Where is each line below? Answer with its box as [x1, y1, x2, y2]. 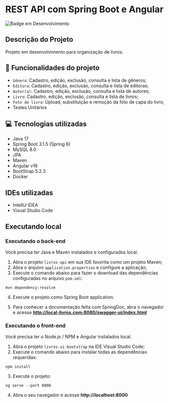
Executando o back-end [5, 237, 66, 244]
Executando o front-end [5, 322, 66, 329]
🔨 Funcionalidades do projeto [5, 64, 100, 72]
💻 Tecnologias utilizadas [5, 119, 87, 128]
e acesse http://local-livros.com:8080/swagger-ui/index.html [12, 309, 147, 315]
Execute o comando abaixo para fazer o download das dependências [12, 269, 158, 276]
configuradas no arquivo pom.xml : [12, 275, 83, 281]
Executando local [5, 222, 62, 231]
